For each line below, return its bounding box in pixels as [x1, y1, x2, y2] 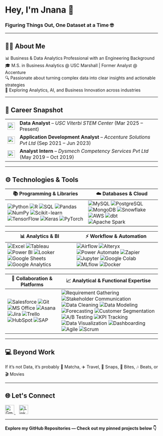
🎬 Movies [5, 371, 25, 377]
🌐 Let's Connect [5, 392, 55, 400]
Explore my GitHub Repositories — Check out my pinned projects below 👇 [5, 425, 157, 431]
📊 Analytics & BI [20, 233, 60, 239]
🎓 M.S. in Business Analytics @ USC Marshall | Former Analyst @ [5, 63, 137, 69]
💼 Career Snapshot [5, 106, 63, 114]
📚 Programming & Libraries [13, 190, 79, 197]
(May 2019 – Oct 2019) [19, 154, 74, 161]
